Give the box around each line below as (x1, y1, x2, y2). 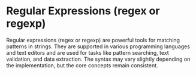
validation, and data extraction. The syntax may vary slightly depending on (6, 55, 191, 62)
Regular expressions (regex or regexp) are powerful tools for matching (6, 36, 180, 43)
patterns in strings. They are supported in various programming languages (6, 43, 191, 50)
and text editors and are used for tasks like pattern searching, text (6, 49, 169, 56)
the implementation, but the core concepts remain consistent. (6, 61, 158, 69)
